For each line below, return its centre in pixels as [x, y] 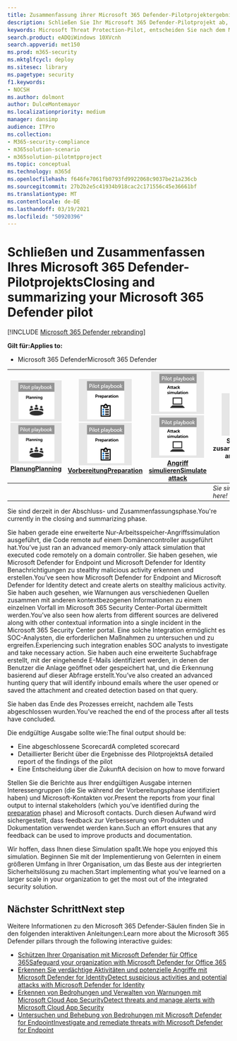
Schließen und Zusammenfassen [106, 252]
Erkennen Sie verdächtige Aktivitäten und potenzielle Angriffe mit [112, 970]
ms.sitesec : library [38, 67]
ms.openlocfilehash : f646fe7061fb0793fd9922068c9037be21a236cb [102, 179]
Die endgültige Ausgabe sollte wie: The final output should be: [97, 733]
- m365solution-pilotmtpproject [55, 157]
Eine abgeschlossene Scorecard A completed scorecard [98, 747]
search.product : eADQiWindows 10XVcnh [64, 38]
